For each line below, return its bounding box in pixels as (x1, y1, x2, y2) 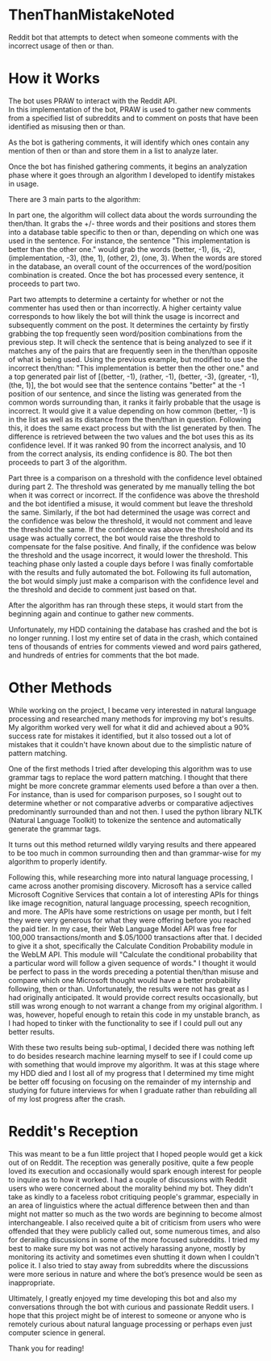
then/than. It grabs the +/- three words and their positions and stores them (8, 218, 256, 228)
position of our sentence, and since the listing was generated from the (8, 389, 242, 398)
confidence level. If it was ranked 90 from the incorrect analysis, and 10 (8, 440, 246, 450)
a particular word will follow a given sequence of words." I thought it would (8, 958, 256, 968)
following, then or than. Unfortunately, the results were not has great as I (8, 984, 249, 993)
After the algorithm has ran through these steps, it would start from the (8, 600, 244, 610)
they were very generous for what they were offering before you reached (8, 915, 252, 925)
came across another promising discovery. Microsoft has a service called (8, 880, 252, 890)
